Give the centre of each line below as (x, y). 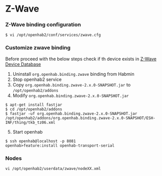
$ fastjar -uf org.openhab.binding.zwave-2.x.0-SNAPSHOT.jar (71, 114)
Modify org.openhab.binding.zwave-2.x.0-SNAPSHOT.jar (71, 95)
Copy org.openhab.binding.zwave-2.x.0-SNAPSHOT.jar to (72, 84)
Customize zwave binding (38, 48)
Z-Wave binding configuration (43, 25)
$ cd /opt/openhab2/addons (34, 109)
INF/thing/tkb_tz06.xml (30, 122)
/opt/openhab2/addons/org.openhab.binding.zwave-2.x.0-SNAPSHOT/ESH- (80, 118)
